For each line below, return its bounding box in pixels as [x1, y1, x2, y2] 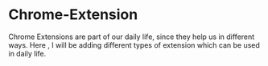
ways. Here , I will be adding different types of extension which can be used [8, 40, 260, 49]
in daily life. [8, 49, 47, 58]
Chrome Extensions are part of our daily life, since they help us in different [8, 32, 255, 41]
